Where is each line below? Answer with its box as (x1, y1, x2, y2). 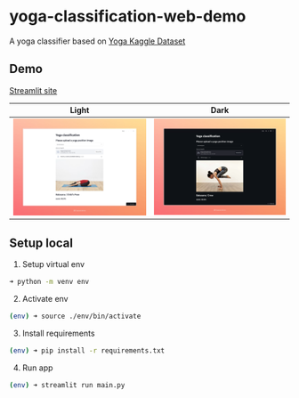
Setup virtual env (21, 259, 85, 270)
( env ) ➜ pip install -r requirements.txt (9, 345, 166, 355)
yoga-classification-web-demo (9, 6, 246, 27)
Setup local (9, 235, 74, 250)
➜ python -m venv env (9, 278, 90, 287)
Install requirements (21, 328, 95, 338)
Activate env (21, 293, 69, 304)
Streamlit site (9, 85, 58, 95)
